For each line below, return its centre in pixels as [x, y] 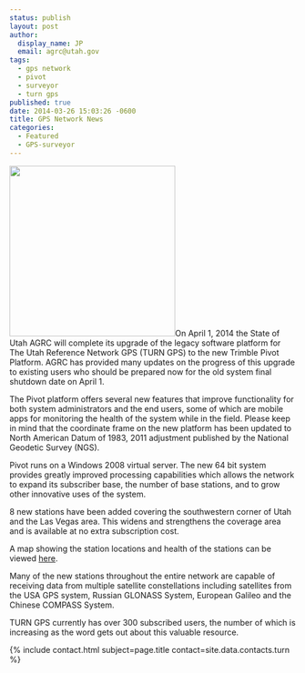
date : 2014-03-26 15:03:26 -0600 [73, 111]
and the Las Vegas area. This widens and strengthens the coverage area [145, 521]
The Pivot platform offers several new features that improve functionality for [152, 399]
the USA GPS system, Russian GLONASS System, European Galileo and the [150, 595]
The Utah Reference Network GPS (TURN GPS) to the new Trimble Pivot [144, 352]
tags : [20, 60]
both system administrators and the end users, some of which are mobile [147, 408]
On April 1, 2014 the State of [228, 333]
